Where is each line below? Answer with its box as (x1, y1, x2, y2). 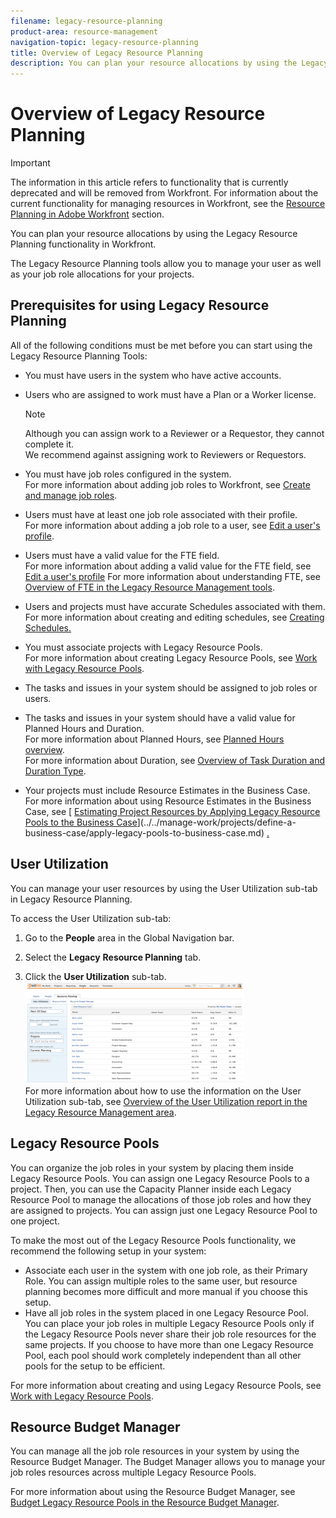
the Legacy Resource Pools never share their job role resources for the (24, 1328, 317, 1340)
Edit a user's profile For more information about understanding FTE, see (24, 570, 321, 582)
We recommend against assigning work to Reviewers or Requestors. (24, 448, 307, 460)
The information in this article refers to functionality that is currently (10, 176, 289, 189)
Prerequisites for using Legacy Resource (10, 297, 270, 314)
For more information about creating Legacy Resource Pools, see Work (24, 651, 318, 664)
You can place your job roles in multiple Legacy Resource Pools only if (24, 1317, 315, 1329)
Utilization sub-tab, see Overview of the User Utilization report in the (24, 1095, 308, 1107)
